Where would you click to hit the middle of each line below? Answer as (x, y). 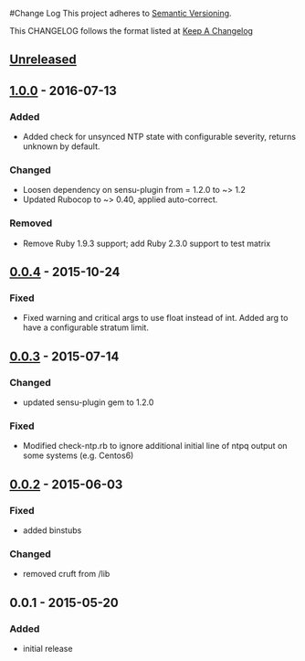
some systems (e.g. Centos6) (78, 455)
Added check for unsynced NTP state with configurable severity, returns (159, 137)
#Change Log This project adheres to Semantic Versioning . (121, 13)
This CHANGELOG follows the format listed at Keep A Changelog (131, 31)
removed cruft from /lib (66, 574)
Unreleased (43, 60)
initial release (47, 649)
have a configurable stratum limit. (85, 327)
